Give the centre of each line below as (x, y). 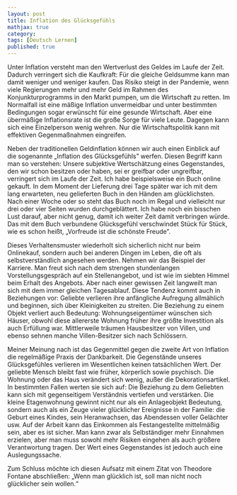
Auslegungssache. (34, 455)
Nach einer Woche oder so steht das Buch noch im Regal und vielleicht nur (116, 201)
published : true (31, 47)
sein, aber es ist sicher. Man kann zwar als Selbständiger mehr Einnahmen (116, 432)
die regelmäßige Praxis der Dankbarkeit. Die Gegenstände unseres (104, 357)
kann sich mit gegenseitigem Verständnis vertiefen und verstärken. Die (111, 395)
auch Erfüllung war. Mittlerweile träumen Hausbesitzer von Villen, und (109, 328)
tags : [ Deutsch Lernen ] (42, 40)
